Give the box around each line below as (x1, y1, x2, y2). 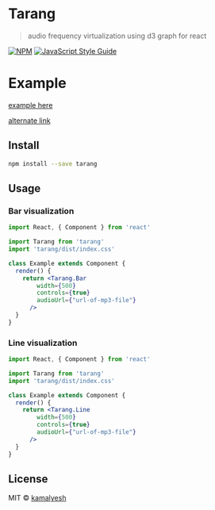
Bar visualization (8, 205, 75, 217)
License (8, 472, 48, 485)
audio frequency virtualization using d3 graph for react (27, 31, 207, 40)
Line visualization (8, 337, 78, 348)
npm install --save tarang (8, 159, 98, 167)
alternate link (8, 116, 51, 125)
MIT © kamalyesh (8, 493, 67, 503)
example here (8, 100, 53, 109)
